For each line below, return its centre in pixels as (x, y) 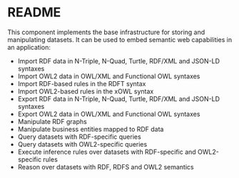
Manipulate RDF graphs (52, 121)
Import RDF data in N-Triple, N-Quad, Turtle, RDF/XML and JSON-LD (118, 61)
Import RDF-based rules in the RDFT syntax (82, 83)
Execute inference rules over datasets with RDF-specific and (107, 152)
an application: (29, 47)
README (34, 12)
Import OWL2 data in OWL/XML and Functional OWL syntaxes (109, 76)
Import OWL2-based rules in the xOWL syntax (86, 91)
